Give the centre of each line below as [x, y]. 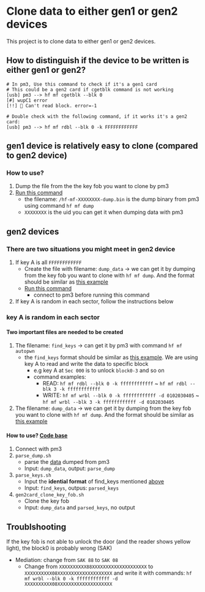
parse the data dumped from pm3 [67, 462]
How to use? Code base [37, 435]
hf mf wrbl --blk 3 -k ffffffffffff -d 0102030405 [108, 403]
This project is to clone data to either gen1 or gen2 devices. [81, 41]
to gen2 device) [37, 155]
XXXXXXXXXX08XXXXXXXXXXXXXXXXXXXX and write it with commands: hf [108, 573]
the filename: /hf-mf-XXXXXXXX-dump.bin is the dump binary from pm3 [112, 199]
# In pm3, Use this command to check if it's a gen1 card [82, 84]
